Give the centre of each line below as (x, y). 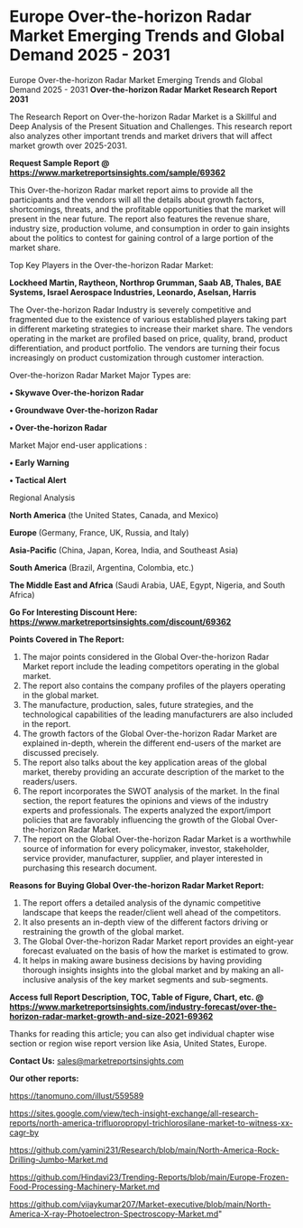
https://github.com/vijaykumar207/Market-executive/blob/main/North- (140, 1204)
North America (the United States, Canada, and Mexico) (114, 515)
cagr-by (24, 1132)
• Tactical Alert (38, 479)
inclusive (39, 979)
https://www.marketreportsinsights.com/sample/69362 (117, 172)
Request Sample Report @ (60, 163)
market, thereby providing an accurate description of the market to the (153, 772)
